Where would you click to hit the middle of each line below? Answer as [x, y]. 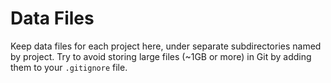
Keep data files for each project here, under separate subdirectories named [166, 46]
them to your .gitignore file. [69, 67]
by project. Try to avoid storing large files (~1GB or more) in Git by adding [161, 56]
